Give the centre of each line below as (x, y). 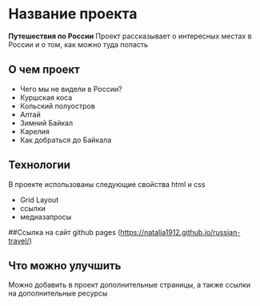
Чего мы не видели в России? (71, 89)
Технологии (39, 165)
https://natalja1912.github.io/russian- (180, 232)
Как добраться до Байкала (66, 140)
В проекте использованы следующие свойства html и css (107, 184)
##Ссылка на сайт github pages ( (64, 232)
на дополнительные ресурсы (58, 293)
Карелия (34, 131)
